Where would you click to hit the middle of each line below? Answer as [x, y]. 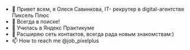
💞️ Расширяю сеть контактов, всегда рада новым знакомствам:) [93, 34]
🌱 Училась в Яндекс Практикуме [53, 28]
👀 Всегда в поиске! [36, 21]
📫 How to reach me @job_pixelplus [55, 41]
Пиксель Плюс [30, 15]
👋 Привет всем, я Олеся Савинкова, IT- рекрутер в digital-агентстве [98, 9]
